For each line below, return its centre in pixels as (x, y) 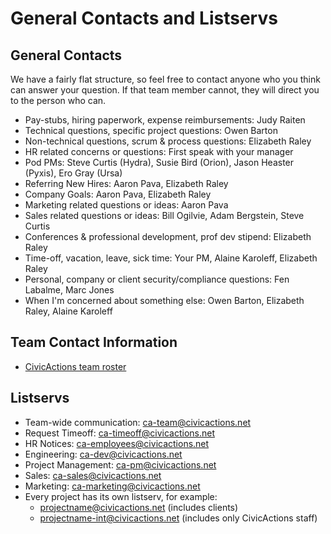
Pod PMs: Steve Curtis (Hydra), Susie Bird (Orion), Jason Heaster (159, 162)
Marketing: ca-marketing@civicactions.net (112, 486)
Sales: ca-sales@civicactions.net (93, 475)
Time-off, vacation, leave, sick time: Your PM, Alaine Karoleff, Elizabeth (171, 258)
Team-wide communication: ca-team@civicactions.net (138, 422)
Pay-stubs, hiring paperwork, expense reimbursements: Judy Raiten (165, 120)
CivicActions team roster (75, 366)
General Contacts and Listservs (144, 18)
